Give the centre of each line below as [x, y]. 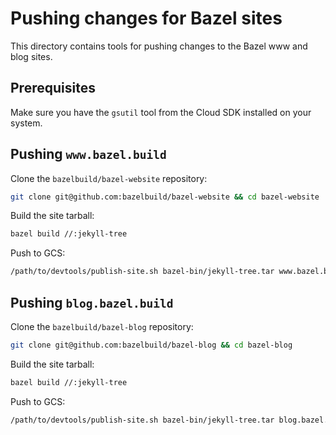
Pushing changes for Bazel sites [146, 18]
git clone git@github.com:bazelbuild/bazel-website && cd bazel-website [165, 197]
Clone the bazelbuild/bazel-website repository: [109, 178]
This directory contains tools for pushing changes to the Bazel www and [159, 46]
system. [26, 123]
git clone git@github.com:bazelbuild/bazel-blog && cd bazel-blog [151, 345]
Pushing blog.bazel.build [92, 302]
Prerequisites [53, 88]
